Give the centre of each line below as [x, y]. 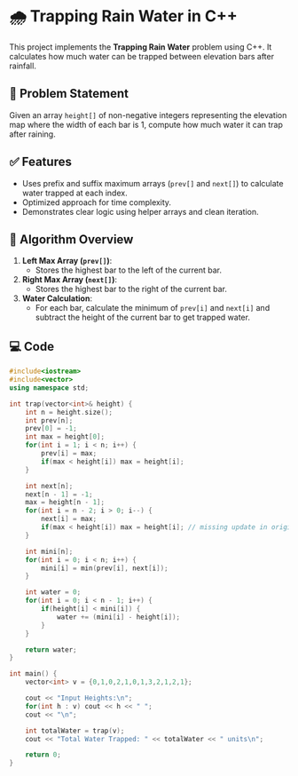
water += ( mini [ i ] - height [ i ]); [118, 617]
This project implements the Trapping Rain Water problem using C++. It [141, 47]
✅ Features [41, 162]
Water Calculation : [57, 298]
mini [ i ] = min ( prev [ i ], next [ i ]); [105, 568]
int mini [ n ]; [49, 551]
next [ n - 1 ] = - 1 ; [59, 494]
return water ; [51, 649]
